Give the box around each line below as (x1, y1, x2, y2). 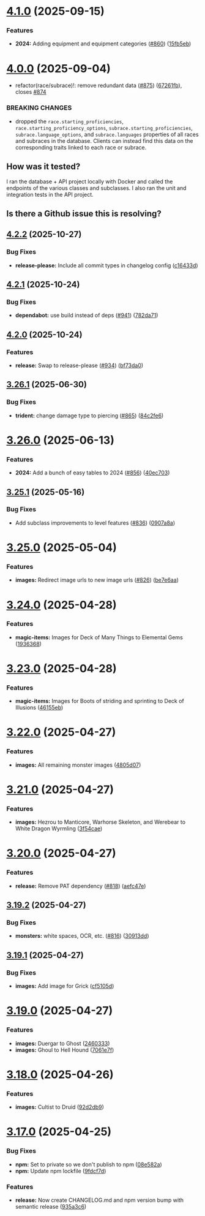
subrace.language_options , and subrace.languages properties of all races (15, 131, 199, 138)
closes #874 (15, 88, 47, 96)
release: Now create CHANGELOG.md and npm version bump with (15, 1196, 184, 1204)
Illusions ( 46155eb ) (15, 704, 64, 712)
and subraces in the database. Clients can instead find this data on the (15, 137, 193, 145)
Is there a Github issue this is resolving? (6, 208, 162, 219)
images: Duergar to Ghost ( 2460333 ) (15, 1039, 110, 1047)
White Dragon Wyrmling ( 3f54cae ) (15, 825, 103, 832)
